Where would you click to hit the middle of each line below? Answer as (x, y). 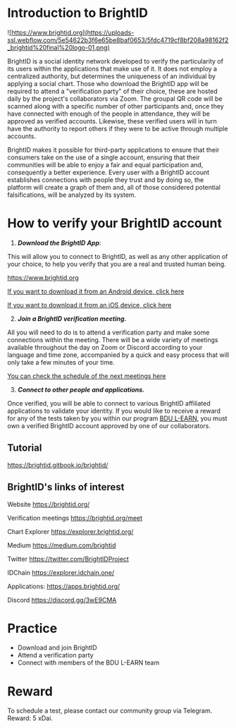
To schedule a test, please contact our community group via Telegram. (110, 711)
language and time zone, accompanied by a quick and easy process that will (118, 355)
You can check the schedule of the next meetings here (87, 376)
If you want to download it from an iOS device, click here (89, 305)
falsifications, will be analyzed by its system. (72, 195)
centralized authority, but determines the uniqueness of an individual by (112, 76)
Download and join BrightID (57, 648)
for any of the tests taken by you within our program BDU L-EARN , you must (117, 418)
